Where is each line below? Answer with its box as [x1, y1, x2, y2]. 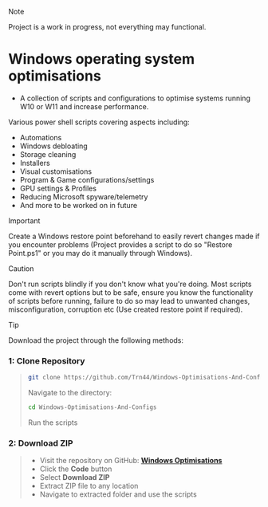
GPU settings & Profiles [19, 183, 97, 193]
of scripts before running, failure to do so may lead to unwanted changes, [8, 296, 250, 305]
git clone [27, 374, 61, 382]
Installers [19, 158, 50, 167]
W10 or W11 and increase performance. [19, 101, 149, 111]
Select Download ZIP [39, 473, 110, 482]
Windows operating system [8, 50, 195, 69]
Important [8, 215, 41, 226]
